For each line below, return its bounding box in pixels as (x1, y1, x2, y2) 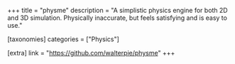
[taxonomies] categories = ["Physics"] (7, 35, 119, 43)
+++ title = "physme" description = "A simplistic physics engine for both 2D (7, 6, 229, 14)
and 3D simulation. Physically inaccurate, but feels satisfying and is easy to (7, 14, 227, 22)
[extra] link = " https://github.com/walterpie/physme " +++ (7, 49, 175, 57)
